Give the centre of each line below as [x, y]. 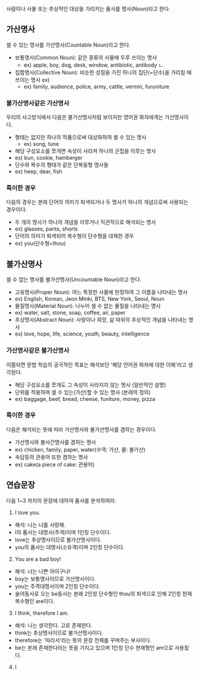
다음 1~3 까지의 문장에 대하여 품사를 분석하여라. [61, 500]
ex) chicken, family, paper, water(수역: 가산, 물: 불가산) [80, 449]
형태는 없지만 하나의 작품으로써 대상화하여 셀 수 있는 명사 [80, 137]
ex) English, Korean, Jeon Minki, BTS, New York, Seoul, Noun [89, 299]
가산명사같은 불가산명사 [38, 350]
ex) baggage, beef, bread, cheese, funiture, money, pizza [85, 399]
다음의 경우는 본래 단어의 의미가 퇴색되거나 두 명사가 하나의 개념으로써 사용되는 [97, 202]
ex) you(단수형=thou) [40, 244]
